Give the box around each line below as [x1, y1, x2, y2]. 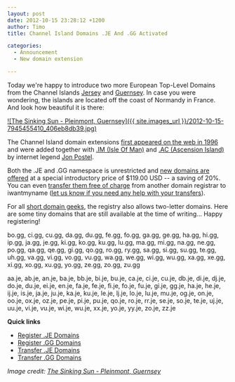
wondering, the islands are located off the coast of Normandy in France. [7, 95, 216, 104]
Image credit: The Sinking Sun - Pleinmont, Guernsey [7, 367, 161, 375]
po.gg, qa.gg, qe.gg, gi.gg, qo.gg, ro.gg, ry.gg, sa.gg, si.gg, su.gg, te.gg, [7, 245, 217, 254]
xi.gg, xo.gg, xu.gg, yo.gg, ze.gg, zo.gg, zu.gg [7, 260, 140, 268]
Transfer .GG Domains [17, 353, 82, 362]
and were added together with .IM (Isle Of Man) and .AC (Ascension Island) [7, 145, 224, 154]
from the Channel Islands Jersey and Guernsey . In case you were [7, 88, 196, 97]
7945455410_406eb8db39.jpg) [7, 124, 97, 132]
